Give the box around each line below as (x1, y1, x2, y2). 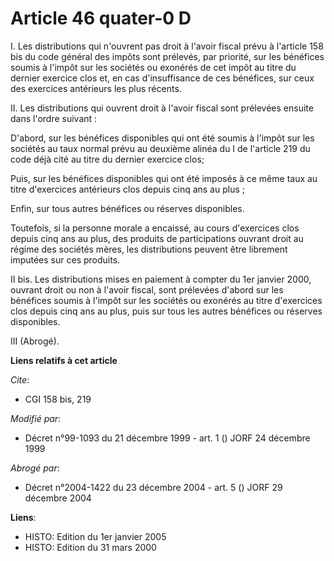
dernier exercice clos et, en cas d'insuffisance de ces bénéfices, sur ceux (10, 72, 315, 84)
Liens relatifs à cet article (10, 354, 118, 366)
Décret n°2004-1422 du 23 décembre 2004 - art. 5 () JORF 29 (24, 481, 283, 493)
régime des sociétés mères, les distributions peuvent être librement (10, 243, 288, 255)
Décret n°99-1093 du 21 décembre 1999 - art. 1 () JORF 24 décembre (24, 432, 311, 444)
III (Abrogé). (10, 335, 60, 347)
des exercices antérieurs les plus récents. (10, 82, 182, 94)
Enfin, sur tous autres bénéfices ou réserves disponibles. (10, 202, 245, 214)
